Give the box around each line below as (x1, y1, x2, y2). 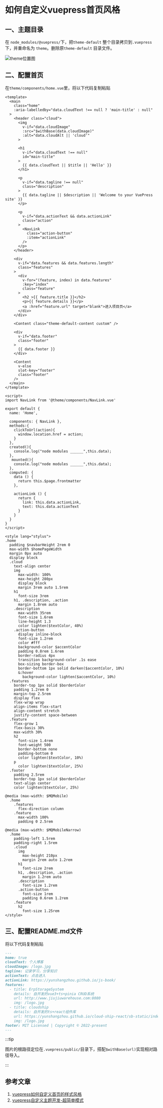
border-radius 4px (17, 653, 55, 658)
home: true (5, 955, 27, 960)
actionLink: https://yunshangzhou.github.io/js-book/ (5, 978, 116, 983)
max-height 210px (22, 853, 57, 858)
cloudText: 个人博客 (5, 960, 44, 965)
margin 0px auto (9, 551, 42, 556)
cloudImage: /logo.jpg (5, 964, 51, 969)
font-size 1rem (22, 891, 53, 896)
